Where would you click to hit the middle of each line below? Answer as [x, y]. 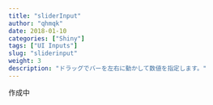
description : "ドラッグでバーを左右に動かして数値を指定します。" [108, 69]
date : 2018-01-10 [38, 31]
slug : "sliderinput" [43, 53]
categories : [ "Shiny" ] [47, 38]
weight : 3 [25, 61]
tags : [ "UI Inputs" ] [43, 46]
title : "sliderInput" [45, 16]
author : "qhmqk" [36, 23]
